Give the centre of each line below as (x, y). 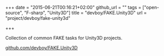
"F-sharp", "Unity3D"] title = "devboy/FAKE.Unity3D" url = (85, 13)
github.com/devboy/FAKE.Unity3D (42, 48)
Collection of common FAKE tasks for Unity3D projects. (64, 38)
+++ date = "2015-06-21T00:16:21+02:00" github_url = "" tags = (73, 7)
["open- (151, 7)
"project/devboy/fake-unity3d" (38, 18)
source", (14, 13)
